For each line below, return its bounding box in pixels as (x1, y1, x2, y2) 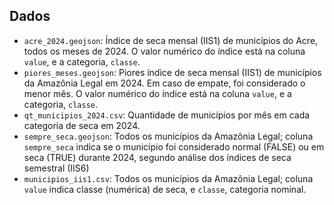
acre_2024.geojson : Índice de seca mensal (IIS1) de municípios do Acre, (23, 34, 319, 46)
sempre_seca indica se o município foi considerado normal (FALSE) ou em (23, 140, 325, 153)
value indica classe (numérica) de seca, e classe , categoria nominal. (23, 183, 307, 195)
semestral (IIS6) (23, 162, 90, 174)
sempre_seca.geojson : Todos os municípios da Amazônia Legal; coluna (23, 130, 314, 142)
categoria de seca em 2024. (23, 119, 141, 131)
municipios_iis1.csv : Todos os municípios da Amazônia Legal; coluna (23, 172, 314, 184)
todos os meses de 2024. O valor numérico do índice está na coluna (23, 45, 306, 57)
